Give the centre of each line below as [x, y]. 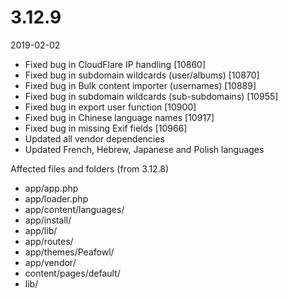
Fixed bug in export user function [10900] [110, 107]
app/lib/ [41, 230]
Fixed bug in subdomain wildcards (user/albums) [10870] [142, 75]
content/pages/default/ [72, 273]
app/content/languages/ [74, 209]
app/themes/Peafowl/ [69, 252]
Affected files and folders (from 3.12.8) [90, 168]
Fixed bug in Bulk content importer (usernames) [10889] [140, 85]
